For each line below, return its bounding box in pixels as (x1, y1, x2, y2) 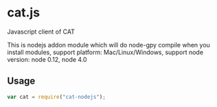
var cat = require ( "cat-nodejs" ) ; (7, 93, 106, 100)
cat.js (7, 5, 40, 21)
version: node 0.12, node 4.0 (7, 55, 87, 63)
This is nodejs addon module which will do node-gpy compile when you (7, 40, 211, 49)
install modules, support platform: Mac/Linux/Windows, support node (7, 48, 204, 56)
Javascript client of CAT (7, 27, 76, 36)
